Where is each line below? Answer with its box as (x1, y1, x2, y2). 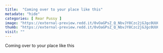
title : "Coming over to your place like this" (5, 7, 103, 12)
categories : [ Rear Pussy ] (5, 16, 62, 21)
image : (5, 20, 18, 26)
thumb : (5, 25, 18, 30)
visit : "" (5, 29, 25, 34)
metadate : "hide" (5, 12, 40, 16)
